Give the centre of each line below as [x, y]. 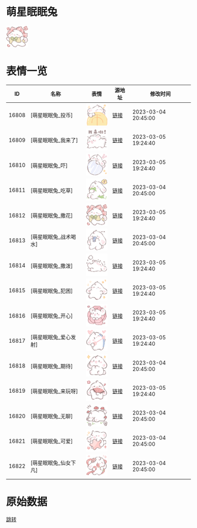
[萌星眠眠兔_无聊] [52, 416]
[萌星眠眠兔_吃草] [52, 190]
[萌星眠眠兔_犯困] [52, 290]
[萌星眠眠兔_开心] [52, 316]
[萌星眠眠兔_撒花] [52, 216]
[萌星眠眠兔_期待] [52, 366]
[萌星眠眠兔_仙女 [51, 463]
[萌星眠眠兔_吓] [49, 165]
